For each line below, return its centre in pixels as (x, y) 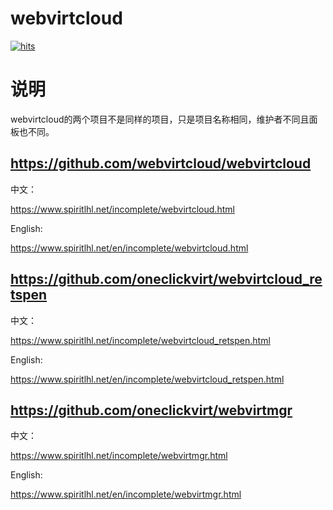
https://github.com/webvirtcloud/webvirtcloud (161, 163)
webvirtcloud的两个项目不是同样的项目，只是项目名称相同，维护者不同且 (160, 119)
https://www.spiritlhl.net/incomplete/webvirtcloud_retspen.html (140, 340)
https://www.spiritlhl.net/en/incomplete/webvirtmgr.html (126, 494)
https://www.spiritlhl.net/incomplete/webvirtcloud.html (122, 209)
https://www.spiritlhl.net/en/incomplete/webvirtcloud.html (129, 248)
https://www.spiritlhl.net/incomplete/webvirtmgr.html (119, 456)
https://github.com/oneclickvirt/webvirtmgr (151, 410)
